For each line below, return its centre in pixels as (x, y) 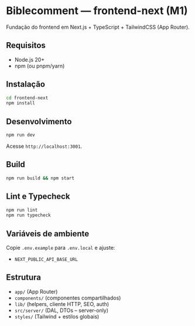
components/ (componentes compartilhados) (68, 298)
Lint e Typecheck (38, 197)
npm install (20, 103)
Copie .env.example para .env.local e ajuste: (61, 248)
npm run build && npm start (40, 178)
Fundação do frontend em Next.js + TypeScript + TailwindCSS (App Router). (98, 27)
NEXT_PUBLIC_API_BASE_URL (46, 260)
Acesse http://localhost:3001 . (44, 146)
